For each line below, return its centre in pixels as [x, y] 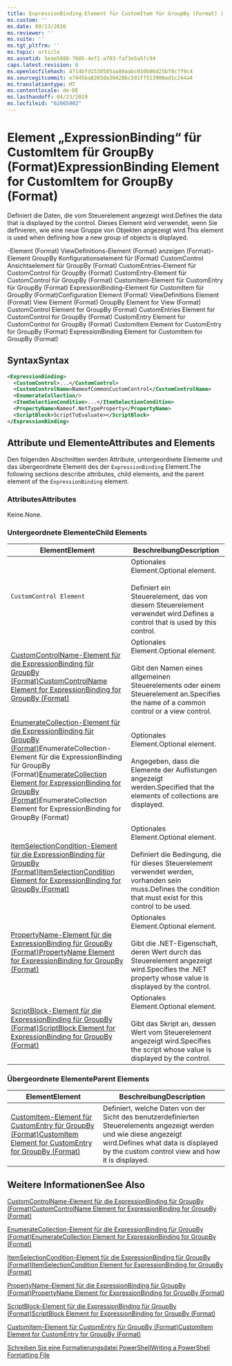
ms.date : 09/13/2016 [37, 26]
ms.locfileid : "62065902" [44, 104]
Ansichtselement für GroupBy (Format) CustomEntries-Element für [102, 265]
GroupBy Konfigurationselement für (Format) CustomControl [118, 258]
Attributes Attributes [42, 499]
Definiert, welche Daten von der [154, 1108]
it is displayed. [126, 1160]
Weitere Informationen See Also [76, 1185]
